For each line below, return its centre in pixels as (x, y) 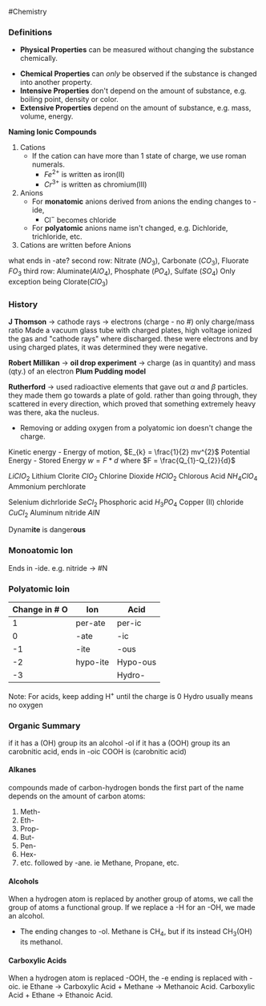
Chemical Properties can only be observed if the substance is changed (139, 74)
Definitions (30, 32)
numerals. (48, 164)
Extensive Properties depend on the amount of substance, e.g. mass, (135, 108)
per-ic (129, 623)
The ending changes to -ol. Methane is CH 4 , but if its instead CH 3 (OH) (136, 933)
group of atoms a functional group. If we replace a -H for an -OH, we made (132, 907)
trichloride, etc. (57, 236)
